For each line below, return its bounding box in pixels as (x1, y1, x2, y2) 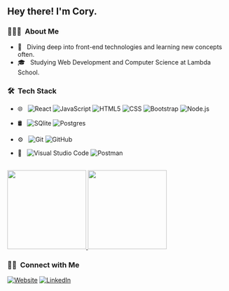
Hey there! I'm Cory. (7, 6, 97, 18)
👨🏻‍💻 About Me (7, 27, 60, 36)
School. (17, 68, 40, 76)
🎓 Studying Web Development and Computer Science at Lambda (17, 57, 211, 66)
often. (17, 50, 35, 58)
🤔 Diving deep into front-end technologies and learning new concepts (17, 42, 223, 51)
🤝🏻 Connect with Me (7, 259, 80, 269)
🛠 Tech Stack (7, 86, 57, 95)
